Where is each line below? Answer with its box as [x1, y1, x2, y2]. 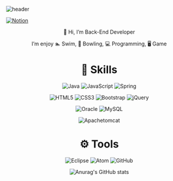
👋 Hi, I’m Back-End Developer [63, 28, 135, 35]
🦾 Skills [80, 63, 118, 77]
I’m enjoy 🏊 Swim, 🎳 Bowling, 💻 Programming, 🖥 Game [31, 40, 167, 47]
